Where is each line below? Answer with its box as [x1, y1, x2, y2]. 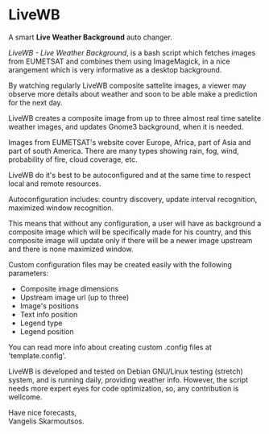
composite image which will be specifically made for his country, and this [8, 227, 252, 237]
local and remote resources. [8, 179, 102, 188]
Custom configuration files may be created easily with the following [8, 259, 232, 269]
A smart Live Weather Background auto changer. [8, 32, 173, 42]
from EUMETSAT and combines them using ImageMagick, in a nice [8, 56, 231, 66]
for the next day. [8, 97, 63, 107]
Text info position [19, 309, 78, 319]
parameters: [8, 268, 49, 278]
